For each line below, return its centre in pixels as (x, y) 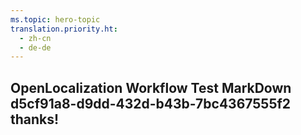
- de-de (35, 47)
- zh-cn (35, 38)
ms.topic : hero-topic (55, 19)
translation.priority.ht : (64, 29)
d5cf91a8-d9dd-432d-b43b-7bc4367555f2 (151, 103)
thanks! (35, 119)
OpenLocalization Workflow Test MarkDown (151, 87)
